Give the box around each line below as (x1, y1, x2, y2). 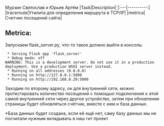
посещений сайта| (23, 15, 62, 20)
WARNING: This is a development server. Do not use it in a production (5, 60, 154, 65)
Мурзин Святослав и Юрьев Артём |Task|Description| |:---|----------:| (5, 5, 150, 10)
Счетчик (5, 15, 23, 20)
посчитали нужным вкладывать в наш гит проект (5, 115, 109, 121)
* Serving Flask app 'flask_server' (7, 51, 82, 56)
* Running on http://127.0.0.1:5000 (7, 72, 82, 77)
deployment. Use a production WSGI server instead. (5, 64, 113, 69)
